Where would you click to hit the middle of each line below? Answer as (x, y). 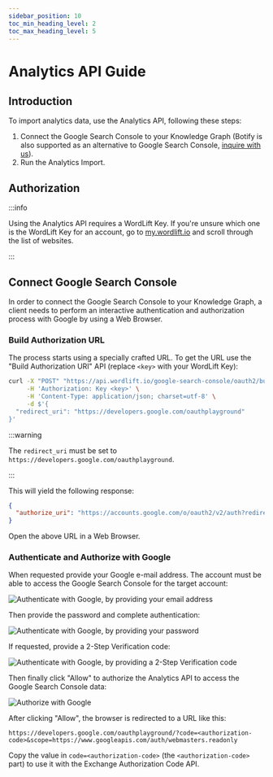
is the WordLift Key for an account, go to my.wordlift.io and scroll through (131, 232)
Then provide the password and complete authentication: (104, 615)
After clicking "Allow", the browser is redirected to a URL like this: (117, 718)
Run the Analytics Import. (63, 163)
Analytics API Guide (77, 71)
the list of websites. (41, 241)
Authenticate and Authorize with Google (90, 557)
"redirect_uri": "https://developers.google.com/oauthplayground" (130, 412)
